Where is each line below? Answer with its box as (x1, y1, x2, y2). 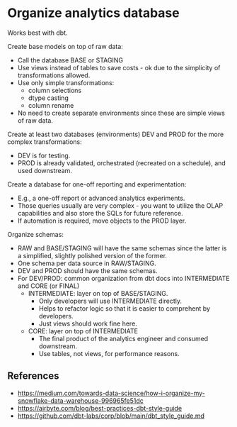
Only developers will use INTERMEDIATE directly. (38, 296, 183, 305)
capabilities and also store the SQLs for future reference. (17, 209, 184, 217)
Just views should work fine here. (38, 319, 138, 328)
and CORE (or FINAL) (17, 282, 80, 290)
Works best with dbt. (7, 28, 69, 37)
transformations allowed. (17, 71, 91, 79)
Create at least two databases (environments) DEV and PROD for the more (7, 130, 224, 138)
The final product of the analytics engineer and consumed (38, 334, 209, 343)
